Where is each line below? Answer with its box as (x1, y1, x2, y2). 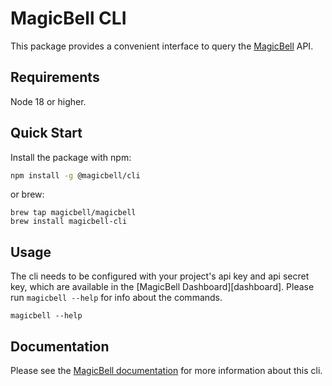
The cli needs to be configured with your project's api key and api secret (10, 270, 310, 282)
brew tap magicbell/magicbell (10, 208, 137, 218)
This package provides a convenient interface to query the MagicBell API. (10, 40, 314, 52)
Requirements (10, 69, 100, 86)
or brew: (10, 188, 45, 201)
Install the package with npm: (10, 151, 132, 163)
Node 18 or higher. (10, 95, 87, 107)
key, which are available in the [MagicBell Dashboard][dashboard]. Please (10, 281, 315, 293)
